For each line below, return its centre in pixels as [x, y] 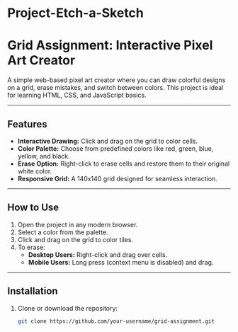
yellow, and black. [44, 156]
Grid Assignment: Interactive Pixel [110, 46]
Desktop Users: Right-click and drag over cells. [98, 254]
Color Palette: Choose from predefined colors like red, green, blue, [115, 148]
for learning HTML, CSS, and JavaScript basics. [77, 95]
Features [27, 124]
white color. [35, 171]
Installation [33, 291]
